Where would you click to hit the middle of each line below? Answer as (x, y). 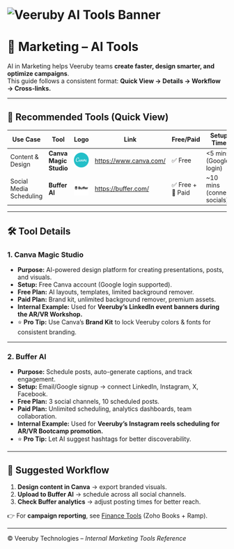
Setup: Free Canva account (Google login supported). (95, 285)
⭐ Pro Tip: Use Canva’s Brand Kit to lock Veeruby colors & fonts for (114, 322)
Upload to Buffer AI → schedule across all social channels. (102, 495)
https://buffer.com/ (122, 189)
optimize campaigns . (38, 74)
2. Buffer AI (27, 357)
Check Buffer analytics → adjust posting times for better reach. (109, 502)
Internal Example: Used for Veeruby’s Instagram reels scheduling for (118, 424)
